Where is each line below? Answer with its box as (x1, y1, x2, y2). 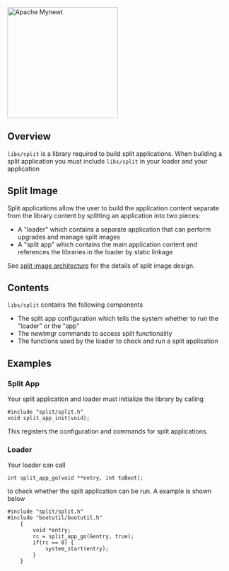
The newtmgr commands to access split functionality (17, 329, 172, 338)
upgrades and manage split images (17, 232, 120, 241)
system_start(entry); (45, 545, 110, 553)
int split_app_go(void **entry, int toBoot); (7, 475, 143, 482)
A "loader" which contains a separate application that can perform (17, 225, 211, 233)
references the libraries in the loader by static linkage (17, 247, 173, 256)
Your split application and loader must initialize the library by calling (7, 395, 204, 403)
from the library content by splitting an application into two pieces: (7, 211, 201, 220)
